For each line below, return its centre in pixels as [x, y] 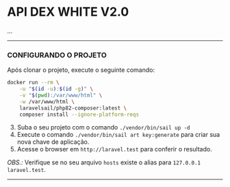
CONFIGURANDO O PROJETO [57, 55]
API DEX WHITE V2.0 [68, 12]
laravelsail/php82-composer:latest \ [73, 108]
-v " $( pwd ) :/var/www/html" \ [61, 95]
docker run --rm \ [33, 83]
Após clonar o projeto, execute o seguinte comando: [81, 70]
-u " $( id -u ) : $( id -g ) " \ [56, 89]
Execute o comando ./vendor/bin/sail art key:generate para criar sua [118, 135]
